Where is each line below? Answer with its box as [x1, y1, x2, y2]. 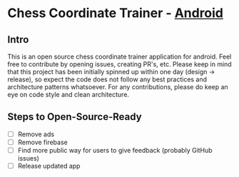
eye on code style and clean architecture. [7, 91, 130, 98]
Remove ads [17, 130, 55, 138]
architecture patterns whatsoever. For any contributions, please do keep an [7, 83, 228, 91]
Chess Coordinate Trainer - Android [7, 5, 223, 21]
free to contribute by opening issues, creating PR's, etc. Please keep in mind [7, 60, 232, 69]
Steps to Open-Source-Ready [7, 111, 142, 123]
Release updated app [17, 162, 81, 170]
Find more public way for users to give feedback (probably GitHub [17, 146, 213, 154]
